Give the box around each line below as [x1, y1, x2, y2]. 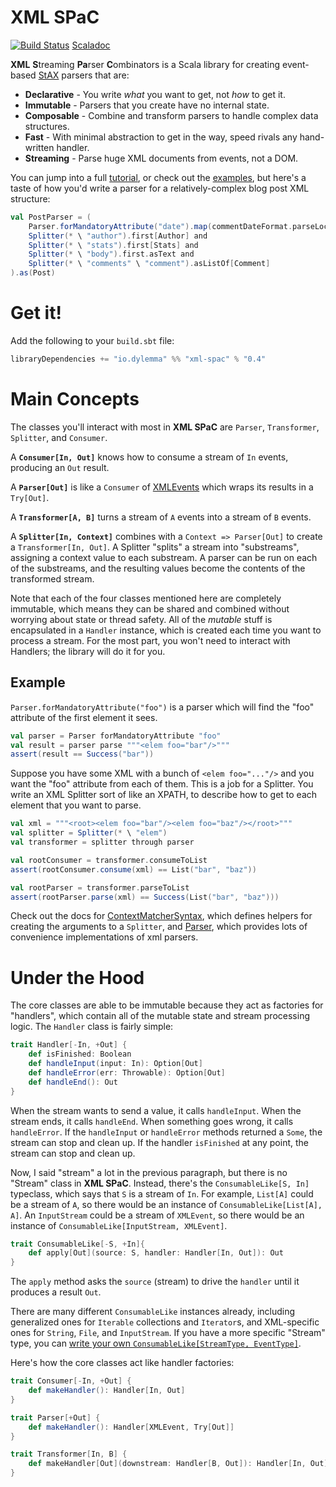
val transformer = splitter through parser [10, 837, 195, 847]
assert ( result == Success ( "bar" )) [10, 749, 155, 760]
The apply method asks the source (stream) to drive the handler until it [10, 1276, 300, 1288]
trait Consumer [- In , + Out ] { [10, 1376, 132, 1386]
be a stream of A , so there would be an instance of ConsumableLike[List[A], [10, 1198, 323, 1210]
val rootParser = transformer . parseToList [10, 882, 190, 893]
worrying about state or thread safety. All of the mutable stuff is [10, 613, 273, 625]
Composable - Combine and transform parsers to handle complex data [24, 109, 319, 121]
